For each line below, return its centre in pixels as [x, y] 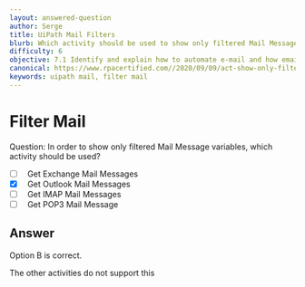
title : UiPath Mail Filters [63, 34]
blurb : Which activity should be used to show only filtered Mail [138, 43]
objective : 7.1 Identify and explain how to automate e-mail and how [144, 60]
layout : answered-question [60, 18]
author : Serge [36, 26]
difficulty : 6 [36, 52]
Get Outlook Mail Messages [79, 184]
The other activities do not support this [82, 273]
